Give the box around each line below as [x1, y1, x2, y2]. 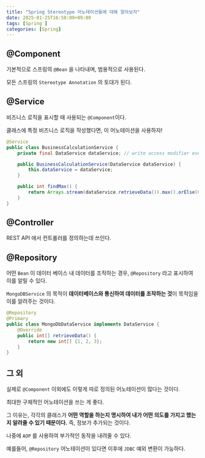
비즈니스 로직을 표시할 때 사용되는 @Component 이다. [6, 114, 127, 121]
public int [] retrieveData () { [17, 332, 97, 339]
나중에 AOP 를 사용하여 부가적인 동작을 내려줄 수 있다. [6, 432, 132, 440]
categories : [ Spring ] [6, 26, 62, 32]
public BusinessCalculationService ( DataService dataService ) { [17, 161, 182, 167]
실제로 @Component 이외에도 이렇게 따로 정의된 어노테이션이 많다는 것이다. [6, 385, 180, 393]
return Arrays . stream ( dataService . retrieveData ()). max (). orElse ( [28, 189, 198, 195]
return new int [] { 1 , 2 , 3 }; [28, 338, 103, 344]
